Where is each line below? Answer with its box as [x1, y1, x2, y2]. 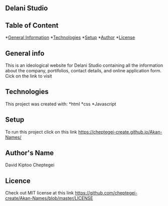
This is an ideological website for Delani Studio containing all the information [5, 62, 163, 68]
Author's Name [5, 149, 54, 157]
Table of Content [5, 21, 59, 30]
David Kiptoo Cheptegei [5, 162, 55, 168]
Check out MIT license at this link [5, 190, 74, 196]
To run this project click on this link [5, 129, 77, 135]
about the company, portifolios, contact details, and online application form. [5, 68, 162, 74]
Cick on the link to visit [5, 73, 52, 79]
